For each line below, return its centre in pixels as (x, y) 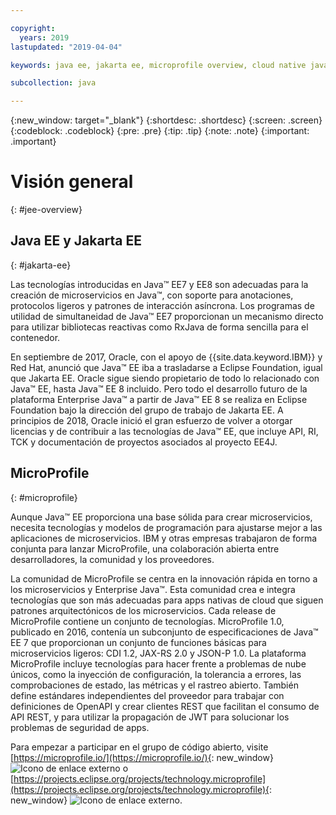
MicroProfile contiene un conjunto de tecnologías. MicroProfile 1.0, (147, 621)
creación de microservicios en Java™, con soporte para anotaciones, (152, 295)
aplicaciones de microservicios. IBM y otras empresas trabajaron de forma (164, 538)
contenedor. (35, 337)
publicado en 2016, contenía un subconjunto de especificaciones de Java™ (164, 632)
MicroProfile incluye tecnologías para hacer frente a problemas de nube (158, 663)
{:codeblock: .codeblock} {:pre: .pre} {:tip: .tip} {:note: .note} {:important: (160, 131)
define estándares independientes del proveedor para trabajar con (147, 695)
